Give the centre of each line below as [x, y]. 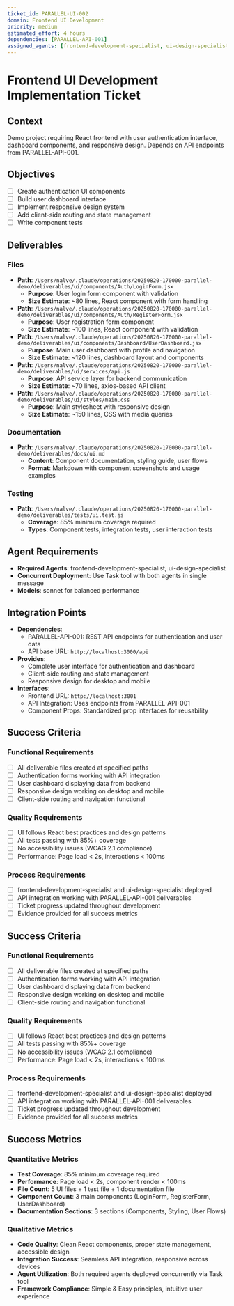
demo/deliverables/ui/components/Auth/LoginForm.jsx [95, 286]
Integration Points [47, 613]
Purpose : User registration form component [91, 322]
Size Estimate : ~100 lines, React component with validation [113, 329]
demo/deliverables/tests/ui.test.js [70, 515]
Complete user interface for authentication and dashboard [111, 667]
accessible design [43, 1252]
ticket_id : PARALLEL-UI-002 [48, 14]
